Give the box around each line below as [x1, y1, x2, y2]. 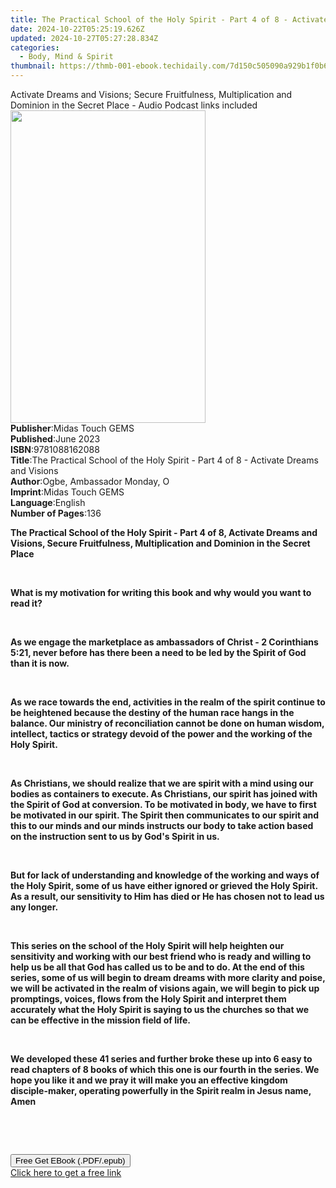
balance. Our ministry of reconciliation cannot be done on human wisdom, [10, 717, 325, 729]
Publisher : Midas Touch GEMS [10, 422, 135, 434]
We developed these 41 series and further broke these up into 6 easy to [10, 1053, 313, 1065]
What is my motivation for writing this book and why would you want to [10, 587, 312, 598]
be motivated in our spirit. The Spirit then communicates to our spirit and [10, 809, 320, 821]
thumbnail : [10, 61, 56, 71]
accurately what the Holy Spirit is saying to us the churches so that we [10, 1004, 309, 1015]
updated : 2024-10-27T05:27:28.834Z [10, 33, 159, 43]
